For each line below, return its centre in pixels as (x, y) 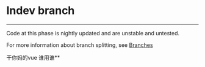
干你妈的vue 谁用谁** (33, 57)
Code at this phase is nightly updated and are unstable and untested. (93, 33)
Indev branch (41, 11)
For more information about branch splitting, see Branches (80, 45)
